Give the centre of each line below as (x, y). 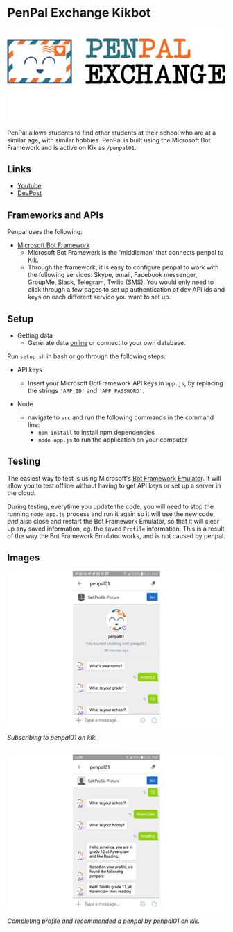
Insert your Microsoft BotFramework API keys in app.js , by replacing (125, 383)
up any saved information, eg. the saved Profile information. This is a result (116, 529)
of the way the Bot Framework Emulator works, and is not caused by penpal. (116, 535)
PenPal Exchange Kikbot (79, 13)
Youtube (29, 186)
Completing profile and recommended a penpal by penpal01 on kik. (104, 921)
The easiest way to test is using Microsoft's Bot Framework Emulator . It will (114, 478)
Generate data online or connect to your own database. (106, 342)
